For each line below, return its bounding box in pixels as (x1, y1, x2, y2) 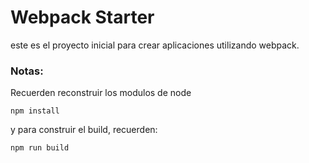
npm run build (10, 143, 70, 153)
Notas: (10, 64, 44, 78)
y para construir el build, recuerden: (10, 124, 158, 136)
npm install (10, 106, 60, 116)
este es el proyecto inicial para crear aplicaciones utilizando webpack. (10, 39, 300, 51)
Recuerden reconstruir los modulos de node (10, 87, 192, 99)
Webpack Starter (10, 6, 155, 29)
